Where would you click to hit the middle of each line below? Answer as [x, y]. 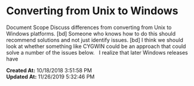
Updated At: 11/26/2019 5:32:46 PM [50, 77]
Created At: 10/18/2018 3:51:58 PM [49, 70]
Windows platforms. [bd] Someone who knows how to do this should [91, 33]
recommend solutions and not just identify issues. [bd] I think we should [95, 40]
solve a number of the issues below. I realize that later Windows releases [97, 52]
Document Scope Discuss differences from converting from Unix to [89, 27]
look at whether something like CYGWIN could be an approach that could [96, 46]
